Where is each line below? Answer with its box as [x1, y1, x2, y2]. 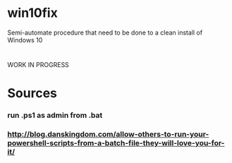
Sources [7, 85, 58, 102]
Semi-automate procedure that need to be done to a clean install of [7, 28, 203, 37]
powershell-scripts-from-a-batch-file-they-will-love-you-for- [7, 138, 225, 148]
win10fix [7, 5, 58, 21]
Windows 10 [7, 35, 43, 44]
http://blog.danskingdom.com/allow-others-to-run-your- [7, 129, 209, 139]
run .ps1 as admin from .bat [7, 111, 103, 121]
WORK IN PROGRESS [7, 61, 69, 69]
